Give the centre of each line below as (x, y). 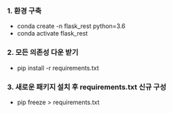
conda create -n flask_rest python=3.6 (71, 26)
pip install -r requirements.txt (58, 68)
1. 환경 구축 (24, 10)
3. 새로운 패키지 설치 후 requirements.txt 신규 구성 (86, 87)
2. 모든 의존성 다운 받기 (43, 53)
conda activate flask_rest (52, 34)
